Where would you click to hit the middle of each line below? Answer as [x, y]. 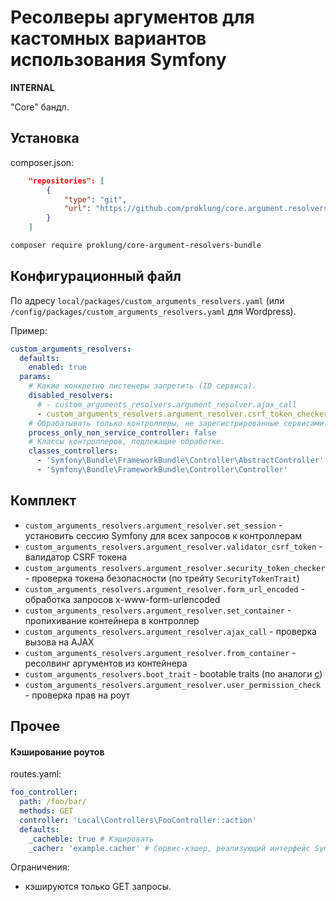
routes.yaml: [36, 774]
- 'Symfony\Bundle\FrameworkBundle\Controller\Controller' [162, 470]
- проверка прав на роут [77, 695]
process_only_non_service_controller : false [122, 432]
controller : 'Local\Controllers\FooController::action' [138, 820]
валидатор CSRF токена [76, 557]
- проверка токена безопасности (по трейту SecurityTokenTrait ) [162, 578]
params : [35, 377]
